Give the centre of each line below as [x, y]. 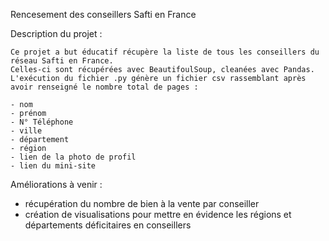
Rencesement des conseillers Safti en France [103, 14]
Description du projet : [56, 33]
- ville [26, 131]
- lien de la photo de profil [73, 157]
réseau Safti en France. [62, 61]
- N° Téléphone [42, 122]
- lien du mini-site [53, 166]
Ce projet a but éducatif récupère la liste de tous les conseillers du [165, 52]
